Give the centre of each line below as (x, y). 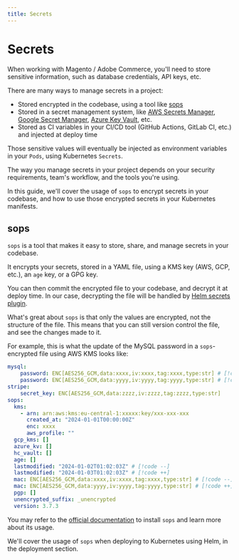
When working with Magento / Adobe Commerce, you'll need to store (109, 69)
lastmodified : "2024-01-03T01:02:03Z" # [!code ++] (92, 473)
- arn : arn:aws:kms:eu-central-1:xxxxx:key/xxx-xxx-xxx (105, 413)
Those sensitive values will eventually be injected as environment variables (117, 148)
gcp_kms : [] (32, 440)
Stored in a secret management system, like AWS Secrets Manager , (116, 112)
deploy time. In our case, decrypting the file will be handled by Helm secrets (119, 296)
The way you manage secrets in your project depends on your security (111, 170)
